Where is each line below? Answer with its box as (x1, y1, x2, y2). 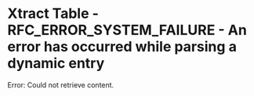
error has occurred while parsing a (7, 38, 237, 55)
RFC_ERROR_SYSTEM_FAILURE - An (7, 21, 248, 39)
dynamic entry (7, 55, 105, 73)
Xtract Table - (7, 5, 100, 23)
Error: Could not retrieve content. (7, 80, 114, 90)
